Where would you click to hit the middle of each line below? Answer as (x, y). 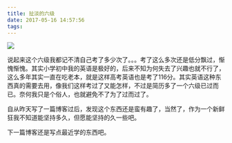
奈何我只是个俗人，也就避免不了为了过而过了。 (86, 95)
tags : (15, 26)
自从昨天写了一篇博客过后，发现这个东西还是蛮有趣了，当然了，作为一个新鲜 (116, 109)
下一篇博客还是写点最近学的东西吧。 (59, 133)
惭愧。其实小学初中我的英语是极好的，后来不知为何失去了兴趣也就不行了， (119, 68)
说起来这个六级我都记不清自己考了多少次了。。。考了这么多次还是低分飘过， (113, 60)
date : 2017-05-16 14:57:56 (46, 20)
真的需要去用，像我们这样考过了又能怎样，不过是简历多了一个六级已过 (113, 86)
